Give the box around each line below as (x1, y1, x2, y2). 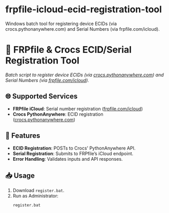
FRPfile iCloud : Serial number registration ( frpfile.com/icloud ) (12, 105, 143, 112)
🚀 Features (5, 132, 40, 140)
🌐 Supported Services (5, 92, 78, 101)
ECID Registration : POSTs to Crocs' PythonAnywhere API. (12, 145, 136, 151)
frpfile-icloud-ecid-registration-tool (5, 4, 162, 15)
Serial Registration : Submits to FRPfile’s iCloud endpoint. (12, 150, 134, 157)
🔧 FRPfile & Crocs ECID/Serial (5, 44, 132, 56)
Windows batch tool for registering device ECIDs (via (5, 20, 117, 27)
